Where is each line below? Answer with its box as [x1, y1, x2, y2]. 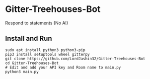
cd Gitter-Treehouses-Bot [5, 61, 59, 66]
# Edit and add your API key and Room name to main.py [5, 65, 121, 70]
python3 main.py [5, 69, 39, 74]
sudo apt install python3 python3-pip [5, 47, 85, 53]
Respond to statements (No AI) [5, 20, 69, 26]
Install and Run [5, 34, 52, 43]
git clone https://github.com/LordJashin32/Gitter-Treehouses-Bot [5, 56, 146, 61]
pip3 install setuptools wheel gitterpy [5, 52, 90, 57]
